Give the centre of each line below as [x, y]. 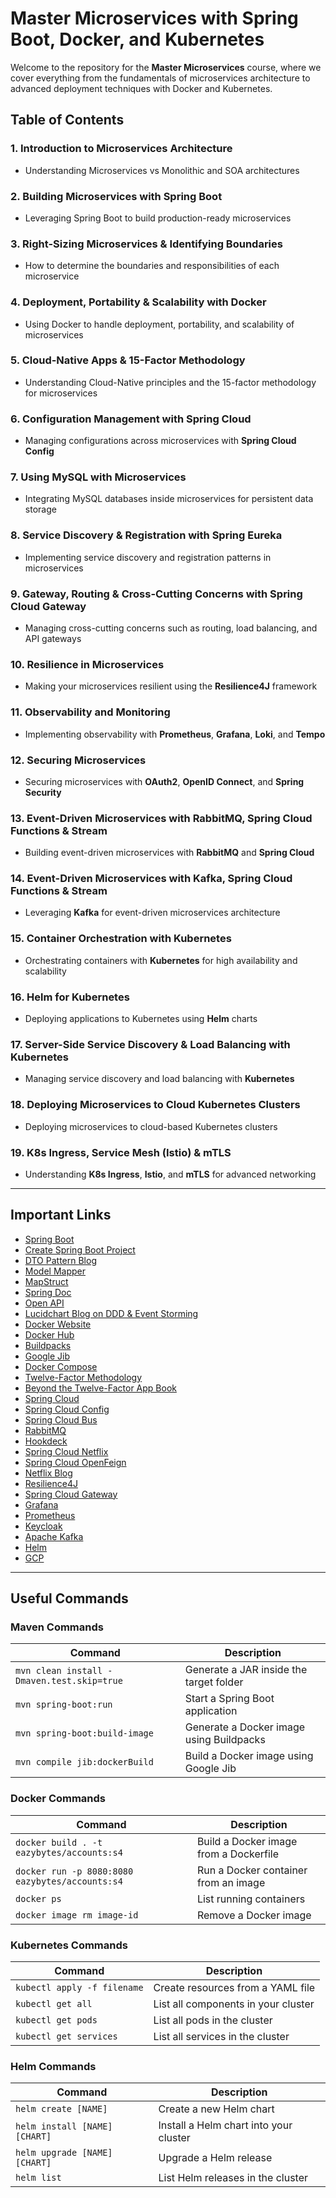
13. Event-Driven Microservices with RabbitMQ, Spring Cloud [161, 818]
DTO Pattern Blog [60, 1260]
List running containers [251, 1899]
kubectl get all [54, 2004]
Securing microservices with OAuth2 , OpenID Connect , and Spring [164, 781]
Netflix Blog [48, 1473]
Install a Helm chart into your [225, 2125]
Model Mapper [55, 1271]
